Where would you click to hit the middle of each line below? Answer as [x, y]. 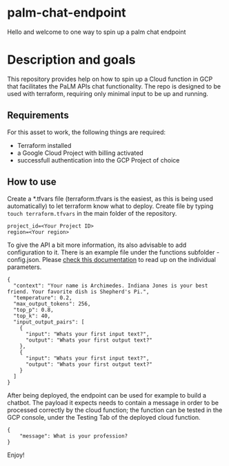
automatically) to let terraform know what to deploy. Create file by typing [110, 206]
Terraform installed [44, 145]
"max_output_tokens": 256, [52, 304]
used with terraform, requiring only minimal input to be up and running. [108, 93]
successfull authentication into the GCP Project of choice [98, 160]
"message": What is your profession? [74, 436]
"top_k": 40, [32, 316]
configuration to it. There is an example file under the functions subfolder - [113, 252]
